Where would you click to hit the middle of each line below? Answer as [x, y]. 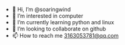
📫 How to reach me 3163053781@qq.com [65, 36]
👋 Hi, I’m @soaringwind [41, 9]
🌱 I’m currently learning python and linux [63, 22]
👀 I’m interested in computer [48, 16]
